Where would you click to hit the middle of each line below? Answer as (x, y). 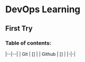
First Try (19, 28)
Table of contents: (29, 43)
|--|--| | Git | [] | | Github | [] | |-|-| (40, 54)
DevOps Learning (43, 9)
